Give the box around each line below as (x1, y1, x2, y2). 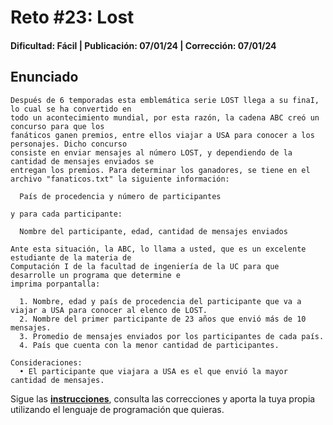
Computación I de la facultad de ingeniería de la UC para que (10, 261, 280, 271)
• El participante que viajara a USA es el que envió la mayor (19, 366, 288, 376)
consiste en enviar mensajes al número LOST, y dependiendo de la (10, 147, 293, 158)
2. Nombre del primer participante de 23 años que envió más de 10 (19, 314, 307, 324)
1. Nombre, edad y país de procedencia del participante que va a (19, 296, 302, 306)
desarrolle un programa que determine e (10, 270, 182, 280)
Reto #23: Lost (10, 6, 135, 29)
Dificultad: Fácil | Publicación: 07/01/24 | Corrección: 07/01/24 (10, 39, 277, 51)
